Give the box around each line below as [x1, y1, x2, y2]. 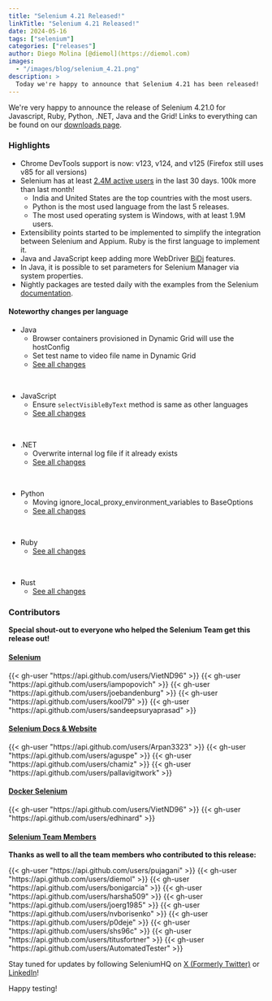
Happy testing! [8, 984, 58, 994]
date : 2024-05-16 [8, 27, 67, 35]
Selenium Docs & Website [8, 723, 97, 733]
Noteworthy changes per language [8, 307, 128, 317]
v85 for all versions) [19, 167, 88, 177]
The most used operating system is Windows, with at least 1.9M [32, 210, 246, 220]
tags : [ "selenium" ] [8, 34, 75, 43]
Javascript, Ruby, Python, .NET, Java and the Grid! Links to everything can [8, 111, 257, 120]
